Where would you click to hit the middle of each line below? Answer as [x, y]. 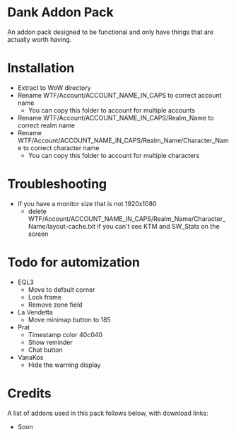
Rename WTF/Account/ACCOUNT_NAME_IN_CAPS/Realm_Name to [116, 118]
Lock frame [45, 297]
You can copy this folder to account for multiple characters [114, 155]
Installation [41, 68]
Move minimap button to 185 [69, 319]
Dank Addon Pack [61, 12]
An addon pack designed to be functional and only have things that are [111, 32]
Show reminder [50, 342]
